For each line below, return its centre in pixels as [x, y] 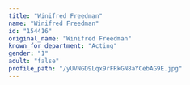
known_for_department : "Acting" [63, 46]
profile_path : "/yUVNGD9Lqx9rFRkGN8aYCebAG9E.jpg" [95, 69]
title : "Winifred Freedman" [56, 16]
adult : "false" [34, 62]
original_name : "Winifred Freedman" [70, 38]
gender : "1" [28, 53]
